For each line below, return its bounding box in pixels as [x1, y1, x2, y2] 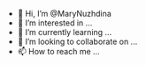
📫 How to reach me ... [17, 47, 100, 56]
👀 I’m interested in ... [17, 18, 93, 28]
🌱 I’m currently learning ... [17, 27, 112, 37]
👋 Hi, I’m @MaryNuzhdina [17, 9, 112, 18]
